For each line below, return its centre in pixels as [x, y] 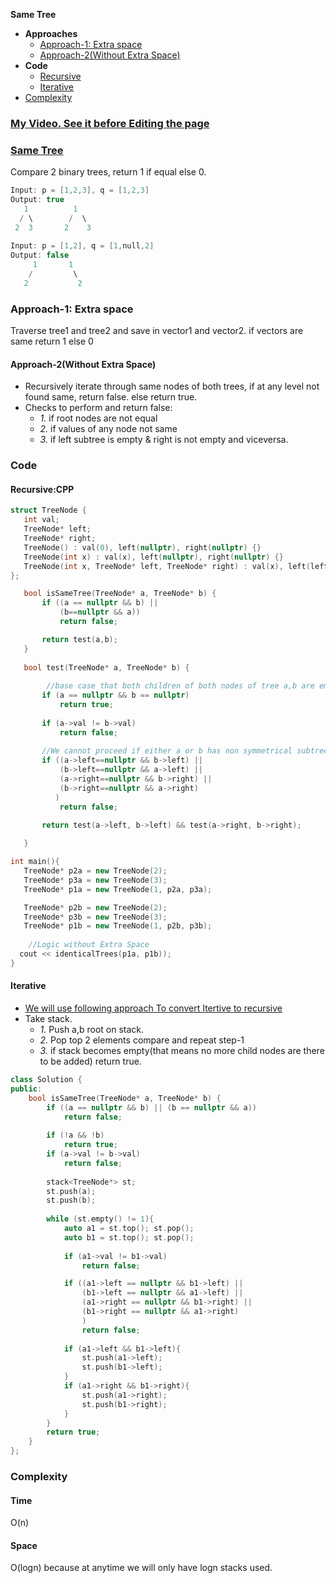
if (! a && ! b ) [75, 1135]
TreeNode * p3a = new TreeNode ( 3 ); [95, 880]
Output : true [37, 200]
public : [26, 1089]
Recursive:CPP [42, 489]
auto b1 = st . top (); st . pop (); [129, 1237]
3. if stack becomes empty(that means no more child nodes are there [182, 1051]
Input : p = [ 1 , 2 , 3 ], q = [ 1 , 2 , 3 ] [80, 190]
